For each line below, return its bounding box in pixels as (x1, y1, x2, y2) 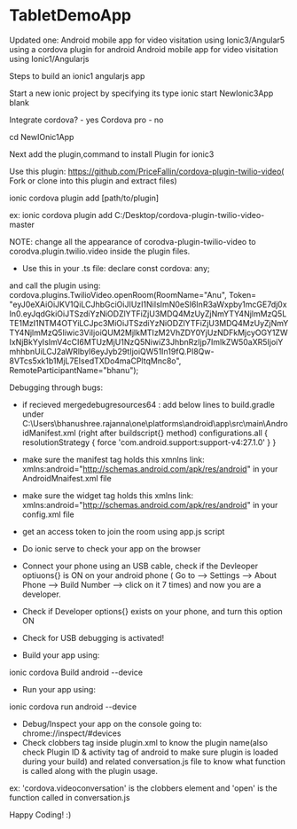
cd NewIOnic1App (9, 131, 74, 142)
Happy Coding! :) (9, 809, 72, 820)
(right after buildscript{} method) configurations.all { (78, 427, 269, 438)
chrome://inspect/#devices (21, 728, 121, 739)
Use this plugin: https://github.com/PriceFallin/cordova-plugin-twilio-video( (9, 166, 285, 176)
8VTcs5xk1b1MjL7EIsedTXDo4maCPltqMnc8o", (9, 356, 182, 366)
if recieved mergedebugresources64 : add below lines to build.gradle (21, 399, 275, 410)
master (9, 219, 35, 230)
